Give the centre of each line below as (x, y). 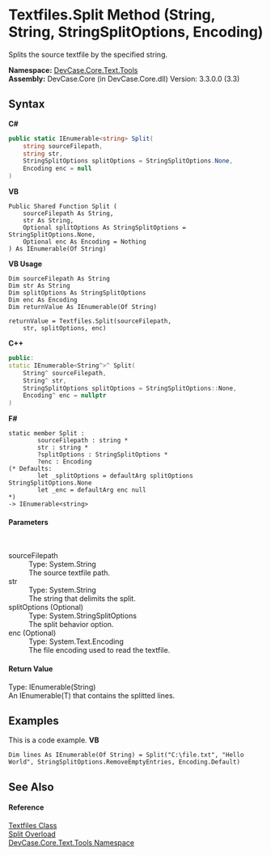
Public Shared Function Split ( (63, 206)
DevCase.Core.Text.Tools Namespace (72, 842)
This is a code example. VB (54, 740)
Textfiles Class (33, 825)
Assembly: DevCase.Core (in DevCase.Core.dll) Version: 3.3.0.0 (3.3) (124, 78)
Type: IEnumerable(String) (52, 687)
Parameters (28, 522)
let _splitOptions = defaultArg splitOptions (116, 476)
